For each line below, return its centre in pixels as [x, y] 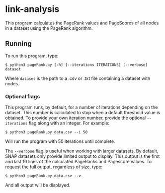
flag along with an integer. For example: [69, 123]
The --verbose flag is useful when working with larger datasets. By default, [82, 151]
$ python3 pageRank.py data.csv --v [43, 176]
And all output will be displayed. [38, 185]
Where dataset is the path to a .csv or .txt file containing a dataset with [78, 78]
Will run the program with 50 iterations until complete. [60, 141]
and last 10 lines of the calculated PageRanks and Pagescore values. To [79, 162]
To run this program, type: [32, 56]
